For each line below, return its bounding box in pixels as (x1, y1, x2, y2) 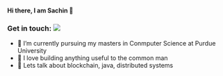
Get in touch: (7, 23, 52, 33)
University (17, 46, 47, 55)
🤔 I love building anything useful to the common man (17, 53, 168, 62)
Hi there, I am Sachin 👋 (7, 6, 74, 15)
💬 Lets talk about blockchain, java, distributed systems (17, 61, 174, 69)
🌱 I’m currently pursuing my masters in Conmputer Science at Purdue (17, 39, 216, 47)
